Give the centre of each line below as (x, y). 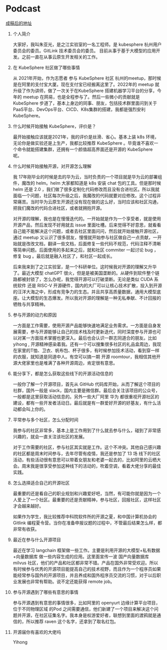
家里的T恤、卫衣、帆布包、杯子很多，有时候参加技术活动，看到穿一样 (88, 350)
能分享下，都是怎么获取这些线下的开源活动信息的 (63, 373)
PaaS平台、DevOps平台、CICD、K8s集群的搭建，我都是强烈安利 (79, 109)
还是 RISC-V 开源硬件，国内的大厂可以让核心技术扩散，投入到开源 (94, 285)
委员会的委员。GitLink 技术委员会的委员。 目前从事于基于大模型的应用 (84, 50)
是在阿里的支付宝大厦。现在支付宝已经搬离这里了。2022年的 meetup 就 (86, 84)
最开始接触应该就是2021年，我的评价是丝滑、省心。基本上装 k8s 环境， (86, 137)
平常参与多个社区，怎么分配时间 (45, 420)
